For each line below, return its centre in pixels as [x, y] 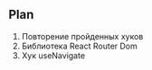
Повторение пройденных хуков [82, 36]
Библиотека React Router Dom [79, 46]
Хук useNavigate [53, 55]
